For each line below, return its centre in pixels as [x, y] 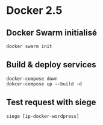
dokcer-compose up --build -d [44, 84]
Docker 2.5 [34, 11]
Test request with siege [51, 102]
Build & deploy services [51, 65]
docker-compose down [32, 79]
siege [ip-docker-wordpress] [43, 116]
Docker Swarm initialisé [52, 33]
